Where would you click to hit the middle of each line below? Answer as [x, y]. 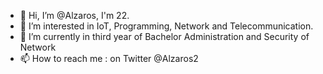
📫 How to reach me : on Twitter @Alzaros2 [109, 58]
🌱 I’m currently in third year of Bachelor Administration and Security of [164, 36]
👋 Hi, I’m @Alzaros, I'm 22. [74, 15]
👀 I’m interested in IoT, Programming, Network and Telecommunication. [166, 26]
